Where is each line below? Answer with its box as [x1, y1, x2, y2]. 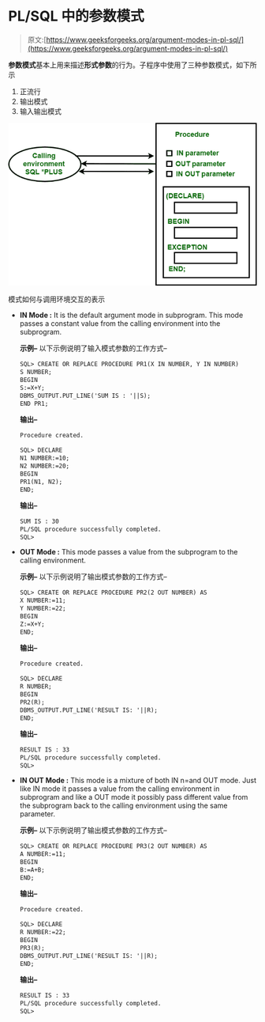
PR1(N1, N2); [19, 478, 63, 486]
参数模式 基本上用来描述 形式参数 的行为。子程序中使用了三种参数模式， [8, 60, 237, 70]
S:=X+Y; [19, 384, 45, 392]
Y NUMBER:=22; [19, 604, 66, 612]
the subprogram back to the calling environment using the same [19, 801, 228, 810]
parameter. [19, 808, 55, 819]
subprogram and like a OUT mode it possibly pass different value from [19, 792, 248, 801]
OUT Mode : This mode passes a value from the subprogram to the [19, 547, 238, 556]
